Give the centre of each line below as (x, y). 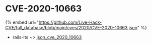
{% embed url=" (22, 22)
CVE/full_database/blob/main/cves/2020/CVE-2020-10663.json (71, 27)
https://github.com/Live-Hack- (70, 22)
